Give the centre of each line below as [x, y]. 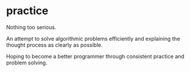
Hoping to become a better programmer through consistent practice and [95, 56]
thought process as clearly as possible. [54, 45]
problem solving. [27, 63]
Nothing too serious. [31, 27]
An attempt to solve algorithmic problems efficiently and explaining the [93, 38]
